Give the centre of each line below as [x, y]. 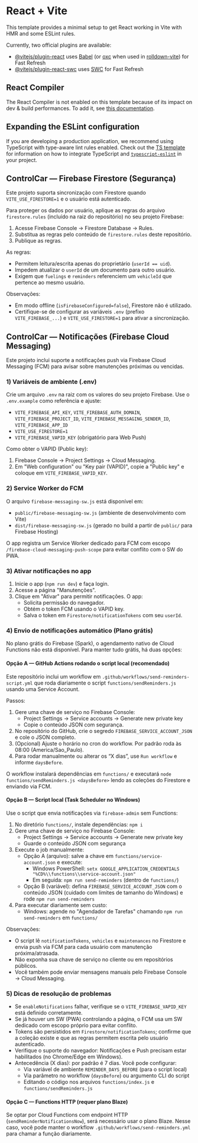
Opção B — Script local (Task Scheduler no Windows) [73, 800]
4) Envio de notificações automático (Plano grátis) [80, 630]
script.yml [20, 683]
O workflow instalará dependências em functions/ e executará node [89, 774]
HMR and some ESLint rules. [41, 33]
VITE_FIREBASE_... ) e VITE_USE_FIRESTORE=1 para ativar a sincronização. [102, 318]
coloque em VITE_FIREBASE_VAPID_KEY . [61, 473]
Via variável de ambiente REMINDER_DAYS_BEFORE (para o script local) [105, 1070]
